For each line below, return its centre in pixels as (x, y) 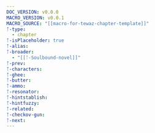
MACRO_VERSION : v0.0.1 (35, 18)
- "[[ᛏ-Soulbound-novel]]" (46, 58)
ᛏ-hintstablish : (27, 97)
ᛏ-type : (16, 29)
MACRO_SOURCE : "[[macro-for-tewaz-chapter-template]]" (78, 23)
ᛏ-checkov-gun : (26, 115)
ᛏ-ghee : (16, 75)
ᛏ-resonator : (23, 92)
